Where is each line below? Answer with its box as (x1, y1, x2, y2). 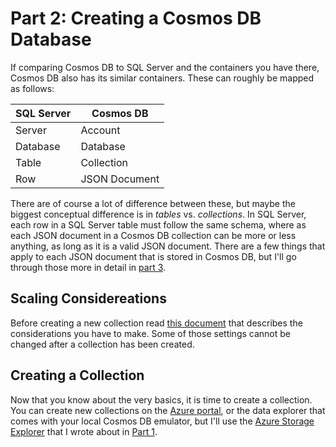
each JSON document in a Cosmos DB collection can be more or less (10, 229, 297, 241)
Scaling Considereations (10, 290, 167, 307)
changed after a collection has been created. (10, 338, 195, 350)
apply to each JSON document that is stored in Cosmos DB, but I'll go (10, 250, 297, 262)
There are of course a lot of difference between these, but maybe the (10, 197, 296, 209)
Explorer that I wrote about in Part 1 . (10, 425, 158, 437)
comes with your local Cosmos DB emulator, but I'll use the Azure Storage (10, 415, 315, 427)
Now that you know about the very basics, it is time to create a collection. (10, 393, 313, 406)
